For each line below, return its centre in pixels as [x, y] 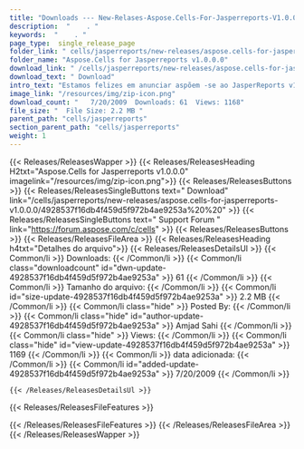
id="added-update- [162, 364]
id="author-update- [167, 316]
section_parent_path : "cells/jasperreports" [95, 128]
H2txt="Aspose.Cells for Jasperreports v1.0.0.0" [99, 171]
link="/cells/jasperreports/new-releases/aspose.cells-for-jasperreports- [144, 200]
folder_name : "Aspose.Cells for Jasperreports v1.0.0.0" [119, 60]
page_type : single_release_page [72, 43]
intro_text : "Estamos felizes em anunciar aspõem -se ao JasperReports [147, 85]
